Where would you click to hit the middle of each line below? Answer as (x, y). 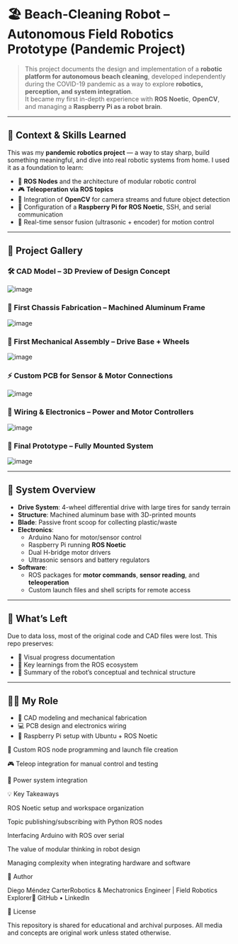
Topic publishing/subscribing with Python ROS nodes (85, 822)
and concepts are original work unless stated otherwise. (89, 933)
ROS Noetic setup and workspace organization (75, 808)
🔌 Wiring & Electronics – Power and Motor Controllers (101, 412)
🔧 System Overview (52, 490)
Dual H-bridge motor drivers (69, 552)
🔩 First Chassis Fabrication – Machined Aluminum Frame (106, 308)
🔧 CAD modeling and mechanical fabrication (82, 718)
